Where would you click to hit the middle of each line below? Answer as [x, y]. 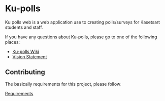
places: [13, 42]
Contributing [25, 72]
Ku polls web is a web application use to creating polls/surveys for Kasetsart [82, 22]
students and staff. [24, 27]
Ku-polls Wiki [26, 51]
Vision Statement [30, 56]
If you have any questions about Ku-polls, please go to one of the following [81, 37]
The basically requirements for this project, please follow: [63, 84]
